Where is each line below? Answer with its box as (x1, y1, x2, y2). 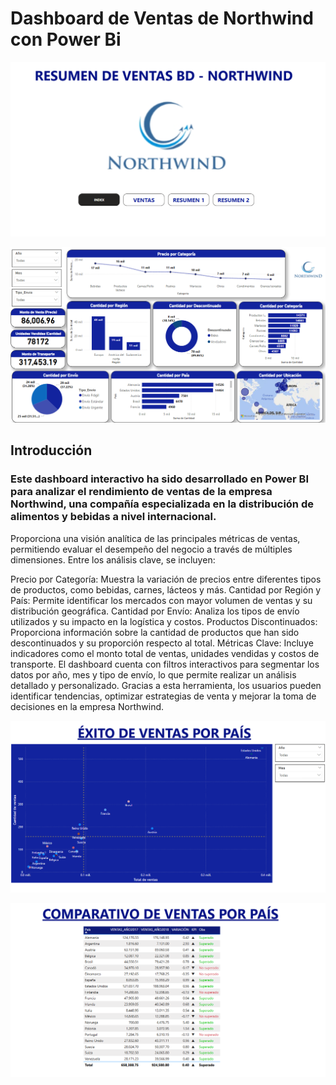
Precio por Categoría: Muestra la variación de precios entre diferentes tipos (10, 573, 322, 585)
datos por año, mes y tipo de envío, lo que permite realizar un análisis (10, 668, 297, 681)
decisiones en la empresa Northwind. (10, 700, 165, 712)
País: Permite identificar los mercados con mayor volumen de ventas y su (10, 594, 313, 606)
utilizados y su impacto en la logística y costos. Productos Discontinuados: (10, 615, 318, 627)
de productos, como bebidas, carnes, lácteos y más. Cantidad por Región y (10, 583, 322, 596)
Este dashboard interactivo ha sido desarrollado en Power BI (10, 472, 309, 486)
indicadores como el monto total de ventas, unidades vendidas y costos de (10, 647, 320, 659)
